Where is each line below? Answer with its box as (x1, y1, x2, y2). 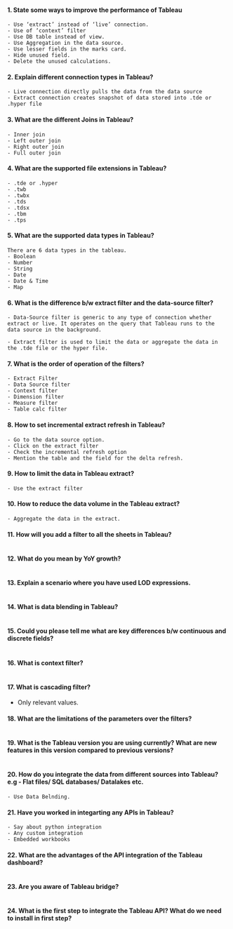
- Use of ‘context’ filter (7, 27, 86, 34)
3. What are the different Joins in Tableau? (7, 116, 134, 123)
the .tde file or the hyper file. (7, 345, 109, 352)
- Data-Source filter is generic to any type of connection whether (7, 314, 212, 321)
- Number (7, 260, 33, 267)
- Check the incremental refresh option (7, 448, 128, 455)
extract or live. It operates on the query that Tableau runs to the (7, 320, 215, 328)
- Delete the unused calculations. (7, 58, 112, 65)
